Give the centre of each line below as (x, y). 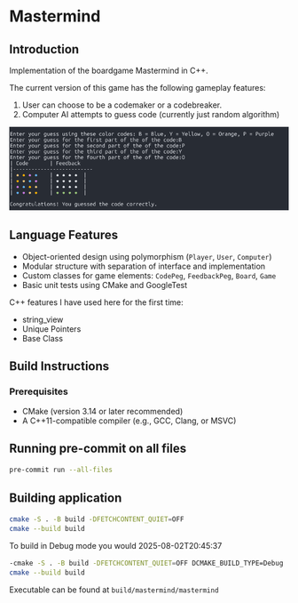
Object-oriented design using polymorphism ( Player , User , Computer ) (147, 256)
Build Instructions (59, 366)
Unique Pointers (51, 329)
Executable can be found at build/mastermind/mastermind (114, 590)
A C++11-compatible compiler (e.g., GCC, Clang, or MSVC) (129, 421)
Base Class (43, 338)
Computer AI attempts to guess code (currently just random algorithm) (151, 114)
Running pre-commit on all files (98, 448)
